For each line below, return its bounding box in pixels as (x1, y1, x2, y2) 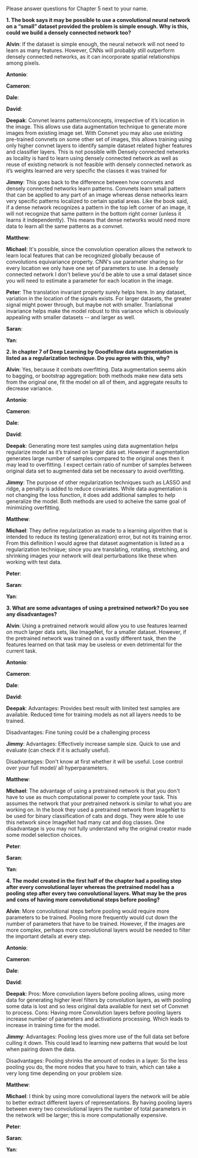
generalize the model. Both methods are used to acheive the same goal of (6, 498, 186, 505)
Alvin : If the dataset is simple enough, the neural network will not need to (6, 41, 185, 47)
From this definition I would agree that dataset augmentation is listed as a (6, 540, 184, 547)
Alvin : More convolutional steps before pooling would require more (6, 907, 170, 915)
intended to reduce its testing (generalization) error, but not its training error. (6, 533, 192, 540)
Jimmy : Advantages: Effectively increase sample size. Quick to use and (6, 740, 181, 747)
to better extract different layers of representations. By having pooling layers (6, 1099, 192, 1106)
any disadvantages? (6, 611, 57, 618)
